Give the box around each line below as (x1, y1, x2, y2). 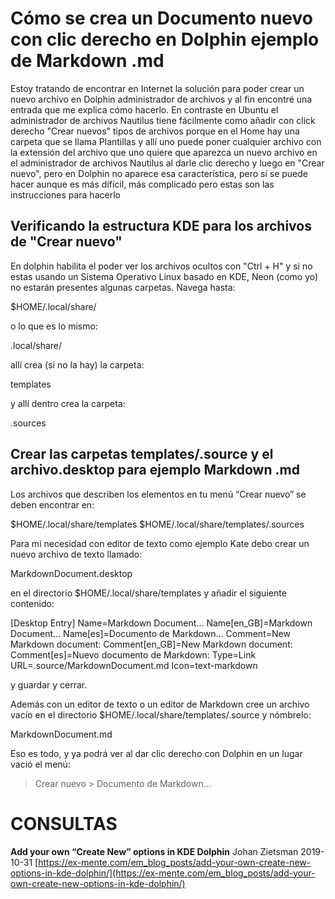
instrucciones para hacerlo (10, 188, 121, 201)
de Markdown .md (10, 50, 165, 72)
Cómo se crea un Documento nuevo (10, 7, 313, 30)
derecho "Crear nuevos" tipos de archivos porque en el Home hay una (10, 125, 300, 137)
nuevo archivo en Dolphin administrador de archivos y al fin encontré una (10, 93, 313, 105)
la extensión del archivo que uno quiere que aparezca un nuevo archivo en (10, 146, 318, 158)
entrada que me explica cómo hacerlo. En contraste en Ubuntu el (10, 103, 279, 116)
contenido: (10, 597, 55, 609)
